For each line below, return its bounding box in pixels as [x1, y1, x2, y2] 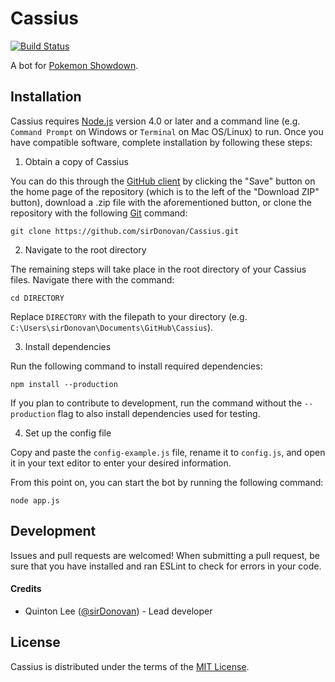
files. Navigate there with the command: [10, 273, 175, 286]
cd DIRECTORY [10, 293, 65, 303]
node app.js [10, 495, 60, 506]
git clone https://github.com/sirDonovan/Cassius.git [10, 226, 240, 236]
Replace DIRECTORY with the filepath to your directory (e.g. [10, 310, 248, 322]
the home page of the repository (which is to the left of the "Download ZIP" [10, 185, 320, 197]
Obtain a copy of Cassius [24, 155, 129, 167]
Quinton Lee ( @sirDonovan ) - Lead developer [24, 605, 213, 617]
